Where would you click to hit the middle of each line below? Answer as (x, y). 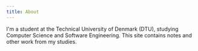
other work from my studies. (41, 41)
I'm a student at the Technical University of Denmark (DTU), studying (92, 29)
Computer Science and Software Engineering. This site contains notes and (99, 35)
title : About (23, 12)
